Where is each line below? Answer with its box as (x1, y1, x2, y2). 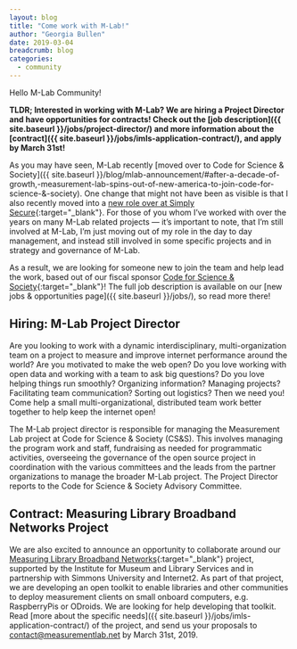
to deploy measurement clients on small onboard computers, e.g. (9, 591, 249, 602)
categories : (9, 54, 54, 63)
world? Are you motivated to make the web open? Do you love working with (9, 358, 287, 370)
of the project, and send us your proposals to (91, 620, 258, 630)
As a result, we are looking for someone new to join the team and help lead (9, 262, 285, 273)
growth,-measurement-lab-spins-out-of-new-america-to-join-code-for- (9, 178, 275, 189)
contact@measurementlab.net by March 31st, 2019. (9, 629, 199, 640)
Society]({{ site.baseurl (9, 168, 95, 179)
